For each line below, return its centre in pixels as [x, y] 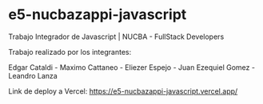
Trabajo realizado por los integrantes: [70, 52]
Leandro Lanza [33, 75]
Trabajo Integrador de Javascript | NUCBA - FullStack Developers [116, 37]
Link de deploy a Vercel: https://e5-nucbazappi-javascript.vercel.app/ [123, 91]
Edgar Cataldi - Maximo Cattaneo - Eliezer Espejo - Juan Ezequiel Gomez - [132, 67]
